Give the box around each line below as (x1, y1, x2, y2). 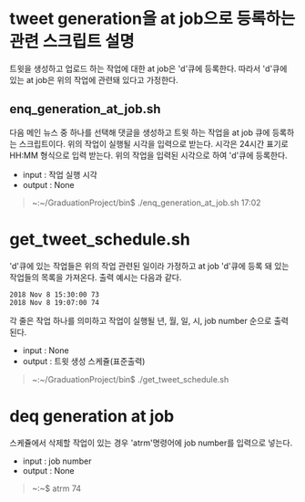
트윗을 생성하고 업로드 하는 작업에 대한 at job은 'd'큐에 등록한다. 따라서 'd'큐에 (9, 63, 288, 74)
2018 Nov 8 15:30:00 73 (9, 289, 100, 299)
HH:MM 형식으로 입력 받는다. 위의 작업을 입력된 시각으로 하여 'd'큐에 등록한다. (9, 150, 289, 161)
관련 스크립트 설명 (9, 31, 135, 52)
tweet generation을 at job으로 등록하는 (9, 8, 296, 29)
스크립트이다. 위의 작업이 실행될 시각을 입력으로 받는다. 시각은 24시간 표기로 (18, 138, 289, 149)
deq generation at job (9, 405, 175, 426)
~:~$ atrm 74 (31, 483, 82, 494)
